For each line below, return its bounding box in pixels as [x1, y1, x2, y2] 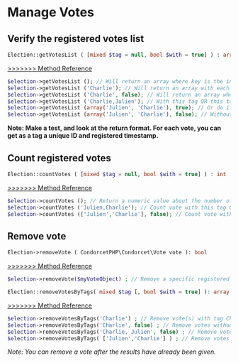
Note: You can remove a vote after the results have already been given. [7, 347, 216, 356]
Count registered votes [7, 152, 112, 164]
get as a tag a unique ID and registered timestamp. [7, 131, 159, 140]
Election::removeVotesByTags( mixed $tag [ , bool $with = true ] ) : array [7, 288, 230, 296]
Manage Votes [7, 4, 94, 21]
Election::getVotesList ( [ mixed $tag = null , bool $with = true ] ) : [7, 51, 220, 58]
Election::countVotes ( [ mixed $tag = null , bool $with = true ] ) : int [7, 170, 227, 178]
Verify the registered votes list [7, 33, 144, 45]
